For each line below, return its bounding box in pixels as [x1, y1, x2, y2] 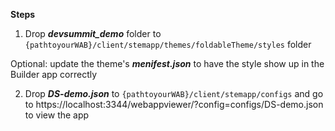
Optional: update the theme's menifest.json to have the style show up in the [10, 58, 325, 69]
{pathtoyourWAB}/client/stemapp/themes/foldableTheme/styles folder [24, 39, 312, 50]
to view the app [24, 109, 90, 121]
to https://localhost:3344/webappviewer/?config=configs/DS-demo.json [24, 99, 324, 110]
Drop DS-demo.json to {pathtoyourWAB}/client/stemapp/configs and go [24, 88, 324, 99]
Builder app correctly [10, 69, 98, 80]
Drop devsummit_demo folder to [24, 28, 162, 39]
